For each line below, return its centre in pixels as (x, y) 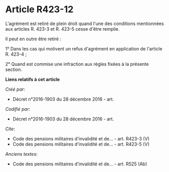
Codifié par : (18, 109)
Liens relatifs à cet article (33, 79)
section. (14, 69)
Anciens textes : (22, 154)
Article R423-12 (39, 9)
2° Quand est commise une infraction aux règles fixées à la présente (77, 64)
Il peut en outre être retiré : (33, 39)
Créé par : (15, 89)
